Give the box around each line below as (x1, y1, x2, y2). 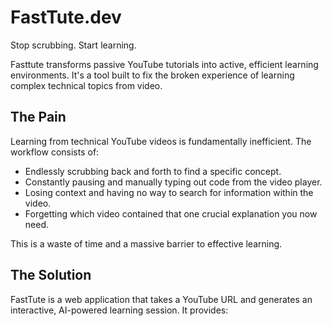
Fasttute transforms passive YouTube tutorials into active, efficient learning (10, 58, 319, 70)
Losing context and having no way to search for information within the (24, 186, 314, 198)
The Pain (10, 109, 67, 126)
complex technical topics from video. (10, 79, 163, 91)
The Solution (10, 267, 92, 284)
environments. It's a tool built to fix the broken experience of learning (10, 69, 295, 81)
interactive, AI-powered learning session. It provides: (10, 304, 229, 316)
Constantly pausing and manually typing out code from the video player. (24, 176, 323, 188)
